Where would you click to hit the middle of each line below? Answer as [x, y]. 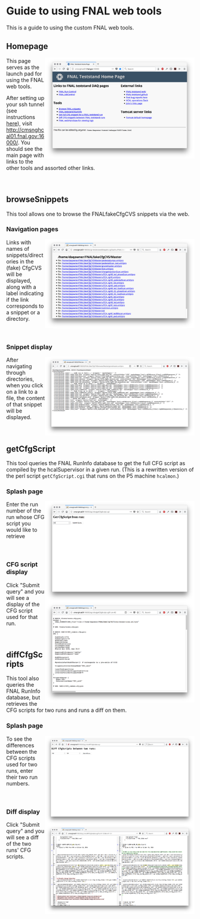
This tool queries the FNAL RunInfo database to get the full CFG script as [96, 463]
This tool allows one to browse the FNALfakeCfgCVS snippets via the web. [98, 214]
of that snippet [24, 405]
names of [18, 248]
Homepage [27, 46]
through [16, 373]
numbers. [18, 783]
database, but [23, 697]
